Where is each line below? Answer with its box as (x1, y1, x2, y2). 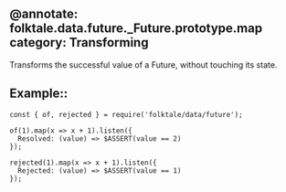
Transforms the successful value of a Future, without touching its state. (9, 59, 278, 70)
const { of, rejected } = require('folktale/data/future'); (9, 110, 244, 119)
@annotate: (9, 6, 79, 22)
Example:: (9, 86, 69, 101)
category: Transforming (9, 35, 149, 50)
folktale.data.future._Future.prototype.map (9, 21, 263, 37)
